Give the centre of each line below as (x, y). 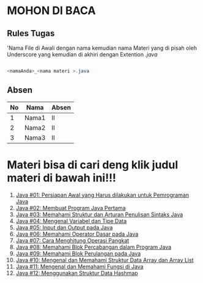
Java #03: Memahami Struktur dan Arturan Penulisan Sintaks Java (99, 214)
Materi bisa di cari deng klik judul (93, 164)
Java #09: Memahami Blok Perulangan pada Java (78, 253)
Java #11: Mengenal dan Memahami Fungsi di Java (79, 266)
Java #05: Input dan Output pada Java (64, 227)
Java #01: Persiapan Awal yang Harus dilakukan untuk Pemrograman (102, 195)
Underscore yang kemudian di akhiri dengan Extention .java (82, 55)
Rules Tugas (31, 33)
